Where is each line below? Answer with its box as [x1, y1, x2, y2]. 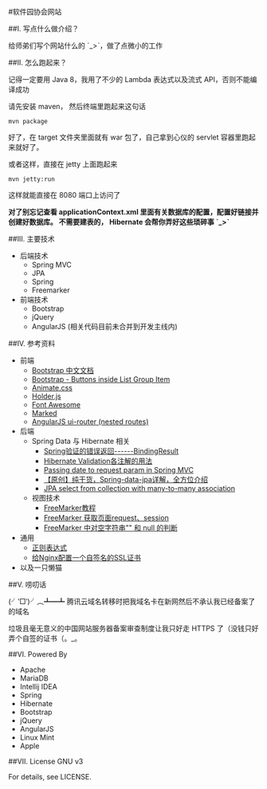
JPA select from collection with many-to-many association [43, 484, 236, 493]
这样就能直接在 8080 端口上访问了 [8, 190, 121, 199]
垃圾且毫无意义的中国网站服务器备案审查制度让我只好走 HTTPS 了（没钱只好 [8, 624, 259, 633]
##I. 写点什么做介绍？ [8, 24, 80, 33]
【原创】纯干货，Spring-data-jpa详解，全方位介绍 [43, 475, 209, 484]
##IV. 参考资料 [8, 339, 56, 348]
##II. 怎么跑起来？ [8, 58, 68, 67]
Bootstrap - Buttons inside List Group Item [31, 375, 171, 384]
